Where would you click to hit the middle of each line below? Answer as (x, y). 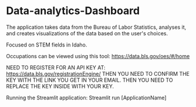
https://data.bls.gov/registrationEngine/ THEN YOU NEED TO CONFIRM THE (98, 73)
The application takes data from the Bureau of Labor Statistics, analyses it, (96, 27)
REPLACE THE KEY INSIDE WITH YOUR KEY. (60, 86)
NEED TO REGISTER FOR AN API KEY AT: (56, 67)
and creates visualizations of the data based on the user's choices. (87, 33)
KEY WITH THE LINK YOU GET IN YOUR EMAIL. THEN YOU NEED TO (89, 80)
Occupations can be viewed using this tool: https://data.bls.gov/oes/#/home (98, 56)
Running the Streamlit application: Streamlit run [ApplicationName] (86, 98)
